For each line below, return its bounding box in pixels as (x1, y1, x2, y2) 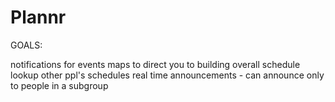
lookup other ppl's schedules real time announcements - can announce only (10, 69, 325, 81)
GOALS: (10, 39, 43, 51)
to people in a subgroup (10, 79, 109, 91)
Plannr (10, 6, 67, 29)
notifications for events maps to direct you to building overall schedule (10, 58, 301, 70)
